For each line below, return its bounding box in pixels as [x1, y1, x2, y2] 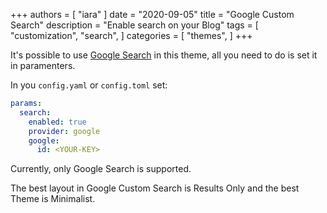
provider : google [28, 126, 101, 136]
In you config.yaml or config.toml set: [10, 79, 168, 91]
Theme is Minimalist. [10, 193, 96, 205]
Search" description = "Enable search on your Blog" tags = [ [10, 19, 259, 31]
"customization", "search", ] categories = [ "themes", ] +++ [10, 30, 253, 41]
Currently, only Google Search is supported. [10, 163, 192, 175]
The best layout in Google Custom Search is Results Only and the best [10, 182, 300, 194]
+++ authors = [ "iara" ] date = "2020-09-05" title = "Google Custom [10, 9, 295, 20]
